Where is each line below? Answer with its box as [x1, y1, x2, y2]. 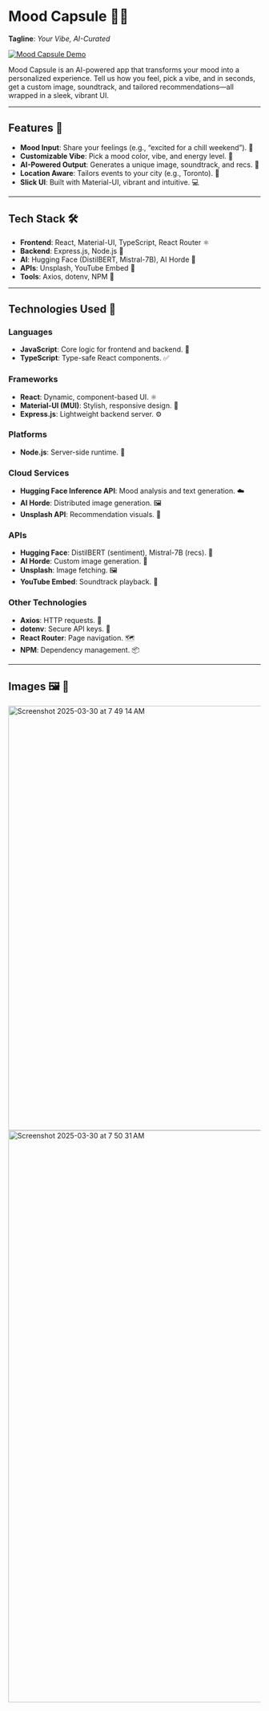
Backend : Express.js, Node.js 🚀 [19, 246, 124, 255]
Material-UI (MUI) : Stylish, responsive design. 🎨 [19, 401, 179, 410]
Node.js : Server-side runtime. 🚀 [19, 447, 126, 457]
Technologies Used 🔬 [8, 302, 116, 316]
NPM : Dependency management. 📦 [19, 645, 140, 654]
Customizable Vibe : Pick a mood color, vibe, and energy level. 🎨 [19, 151, 234, 161]
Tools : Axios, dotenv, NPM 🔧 [19, 271, 114, 281]
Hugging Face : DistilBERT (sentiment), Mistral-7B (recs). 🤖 [19, 548, 214, 557]
